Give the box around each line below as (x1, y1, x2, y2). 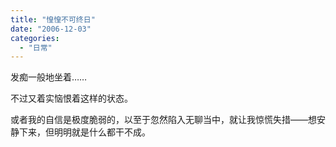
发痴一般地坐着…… (10, 71, 88, 83)
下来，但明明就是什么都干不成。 (18, 126, 151, 138)
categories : (10, 33, 60, 43)
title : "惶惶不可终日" (10, 14, 96, 25)
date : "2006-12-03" (10, 24, 92, 34)
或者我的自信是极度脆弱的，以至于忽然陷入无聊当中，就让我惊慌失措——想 (10, 114, 317, 126)
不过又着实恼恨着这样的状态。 (10, 92, 133, 105)
